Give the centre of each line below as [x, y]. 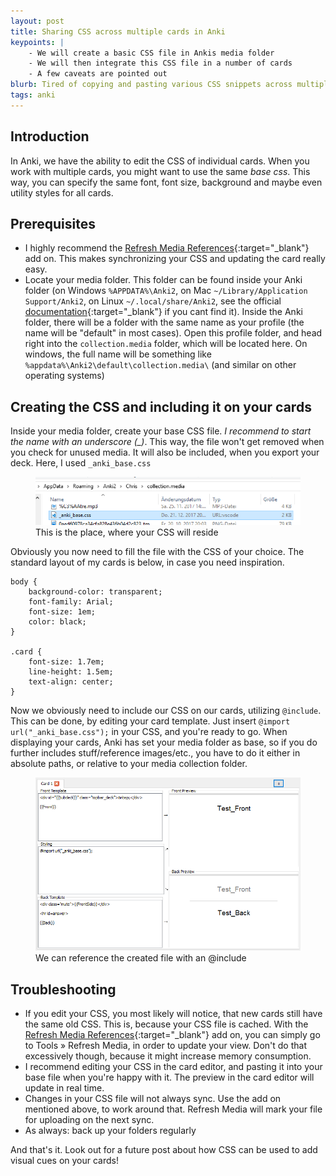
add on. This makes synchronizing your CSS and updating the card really [175, 259]
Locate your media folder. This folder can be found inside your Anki [163, 280]
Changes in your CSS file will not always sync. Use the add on [153, 1098]
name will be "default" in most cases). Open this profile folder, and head [173, 333]
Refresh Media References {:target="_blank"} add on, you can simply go [172, 1034]
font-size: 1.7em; [66, 662]
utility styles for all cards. [62, 192]
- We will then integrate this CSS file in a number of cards [160, 63]
